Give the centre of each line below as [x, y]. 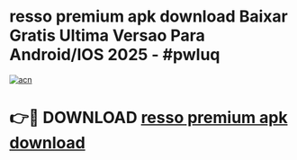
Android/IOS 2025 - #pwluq [115, 55]
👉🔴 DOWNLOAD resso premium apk [148, 118]
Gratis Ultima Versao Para [107, 36]
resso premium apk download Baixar [148, 17]
